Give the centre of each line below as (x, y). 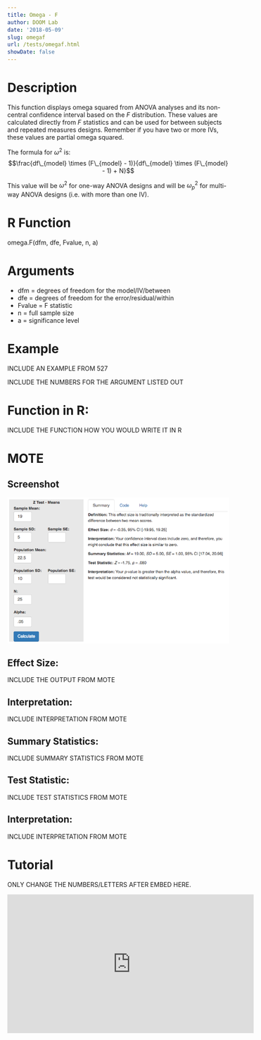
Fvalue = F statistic (45, 305)
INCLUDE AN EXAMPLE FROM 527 (58, 368)
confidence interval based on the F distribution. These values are (123, 114)
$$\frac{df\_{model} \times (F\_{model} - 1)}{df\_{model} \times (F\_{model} (118, 163)
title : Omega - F (33, 15)
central (18, 114)
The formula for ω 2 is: (39, 151)
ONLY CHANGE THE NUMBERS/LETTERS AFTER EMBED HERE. (99, 884)
